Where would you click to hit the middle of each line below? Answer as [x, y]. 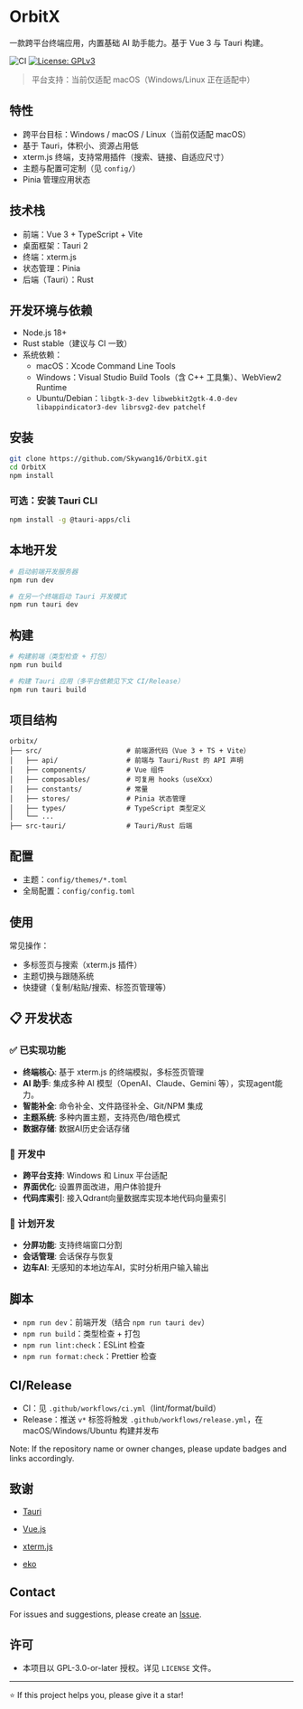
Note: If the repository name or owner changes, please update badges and [148, 1449]
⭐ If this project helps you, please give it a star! [96, 1695]
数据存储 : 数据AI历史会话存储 [76, 1128]
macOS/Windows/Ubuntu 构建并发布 [91, 1431]
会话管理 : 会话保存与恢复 [68, 1256]
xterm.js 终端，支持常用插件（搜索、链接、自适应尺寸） [125, 156]
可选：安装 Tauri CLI [54, 501]
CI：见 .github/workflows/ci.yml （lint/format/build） [121, 1408]
